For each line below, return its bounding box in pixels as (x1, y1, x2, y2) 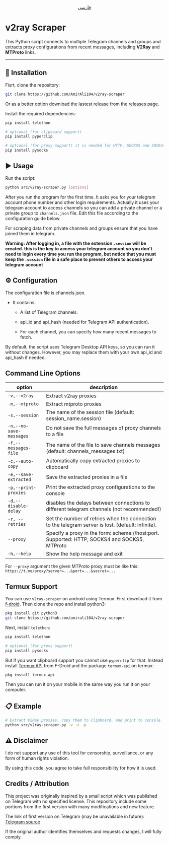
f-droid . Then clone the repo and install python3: (5, 601, 106, 607)
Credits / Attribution (5, 780, 69, 788)
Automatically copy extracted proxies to (46, 457, 140, 464)
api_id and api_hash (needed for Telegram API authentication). (20, 319, 149, 325)
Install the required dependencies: (5, 110, 76, 116)
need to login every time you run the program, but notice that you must (5, 251, 156, 257)
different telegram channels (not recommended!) (46, 506, 161, 513)
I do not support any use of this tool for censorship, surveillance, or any (5, 750, 153, 756)
